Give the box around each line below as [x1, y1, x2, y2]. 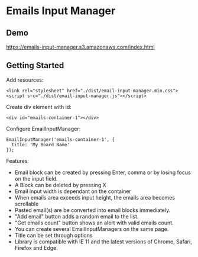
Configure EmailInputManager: [6, 125, 81, 132]
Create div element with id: [6, 103, 72, 110]
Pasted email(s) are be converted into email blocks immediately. [14, 206, 171, 214]
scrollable [14, 200, 39, 207]
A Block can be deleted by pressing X [14, 181, 106, 188]
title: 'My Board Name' [11, 142, 70, 147]
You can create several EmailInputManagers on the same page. [14, 225, 169, 232]
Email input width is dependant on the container [14, 188, 132, 195]
